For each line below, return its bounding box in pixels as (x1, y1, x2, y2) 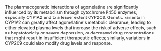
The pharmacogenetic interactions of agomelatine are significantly (5, 4, 139, 10)
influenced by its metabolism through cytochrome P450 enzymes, (5, 9, 138, 15)
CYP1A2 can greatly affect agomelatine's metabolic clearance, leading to (5, 19, 151, 25)
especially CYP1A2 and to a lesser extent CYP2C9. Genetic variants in (5, 15, 145, 20)
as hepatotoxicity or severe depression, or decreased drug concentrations (5, 30, 154, 35)
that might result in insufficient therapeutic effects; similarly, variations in (5, 35, 151, 41)
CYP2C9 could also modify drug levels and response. (5, 40, 112, 46)
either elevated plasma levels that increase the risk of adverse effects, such (5, 25, 157, 31)
